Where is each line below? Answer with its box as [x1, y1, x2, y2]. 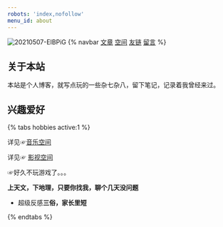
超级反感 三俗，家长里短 [17, 198, 87, 207]
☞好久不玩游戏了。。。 [7, 168, 70, 177]
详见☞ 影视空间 [7, 153, 53, 161]
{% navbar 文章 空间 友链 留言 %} [67, 37, 167, 46]
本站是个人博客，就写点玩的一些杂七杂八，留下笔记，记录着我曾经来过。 [7, 81, 219, 89]
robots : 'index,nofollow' [7, 10, 84, 18]
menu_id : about [7, 17, 53, 24]
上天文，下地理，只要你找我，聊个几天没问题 [7, 183, 139, 192]
